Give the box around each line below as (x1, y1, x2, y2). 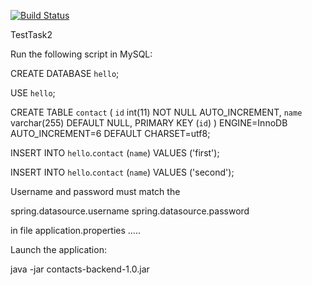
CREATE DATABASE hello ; (10, 68, 120, 79)
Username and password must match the (10, 186, 181, 197)
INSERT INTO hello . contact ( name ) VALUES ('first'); (10, 147, 220, 159)
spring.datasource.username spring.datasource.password (10, 205, 250, 217)
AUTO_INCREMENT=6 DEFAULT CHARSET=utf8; (10, 128, 211, 139)
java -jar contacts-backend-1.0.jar (10, 263, 150, 275)
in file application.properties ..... (10, 225, 141, 236)
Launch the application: (10, 244, 107, 255)
